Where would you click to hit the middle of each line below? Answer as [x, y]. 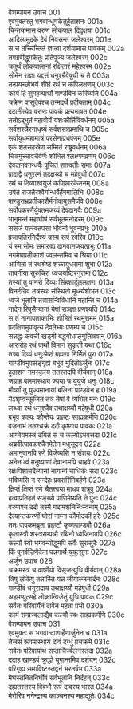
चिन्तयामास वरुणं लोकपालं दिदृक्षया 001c [59, 30]
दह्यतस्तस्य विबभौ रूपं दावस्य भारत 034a [61, 687]
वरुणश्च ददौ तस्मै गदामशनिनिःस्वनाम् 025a [63, 507]
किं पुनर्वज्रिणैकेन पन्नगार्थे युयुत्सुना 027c [58, 552]
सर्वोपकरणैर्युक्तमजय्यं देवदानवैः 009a [55, 210]
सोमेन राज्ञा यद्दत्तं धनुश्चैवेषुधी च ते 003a [59, 75]
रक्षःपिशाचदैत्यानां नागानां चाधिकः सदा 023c [63, 471]
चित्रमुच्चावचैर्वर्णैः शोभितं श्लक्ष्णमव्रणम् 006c [62, 156]
